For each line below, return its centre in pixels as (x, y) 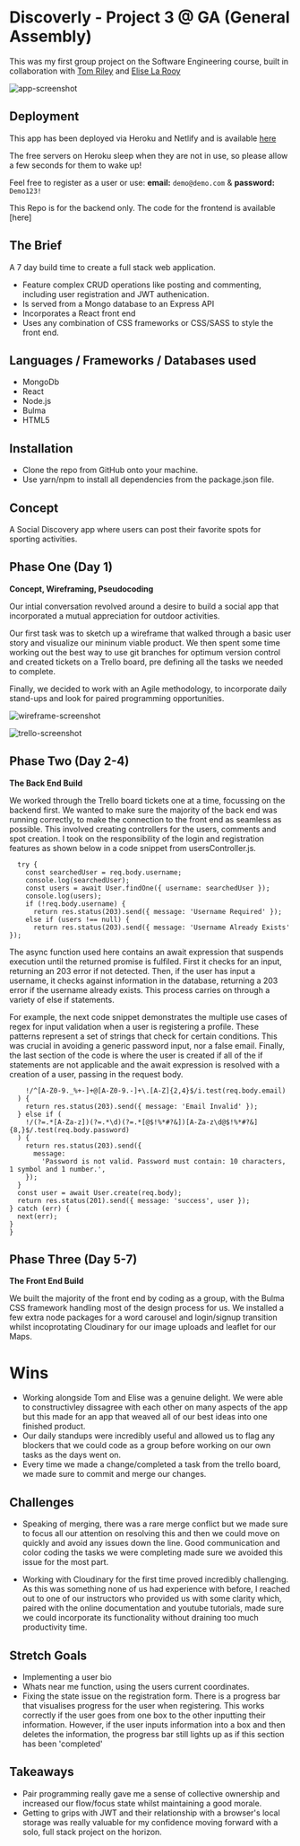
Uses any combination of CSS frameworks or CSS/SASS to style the (148, 322)
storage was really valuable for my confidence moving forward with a (150, 1822)
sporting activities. (43, 539)
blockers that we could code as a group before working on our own (146, 1446)
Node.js (37, 401)
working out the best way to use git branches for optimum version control (145, 652)
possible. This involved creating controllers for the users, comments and (143, 829)
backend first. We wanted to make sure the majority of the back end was (143, 810)
